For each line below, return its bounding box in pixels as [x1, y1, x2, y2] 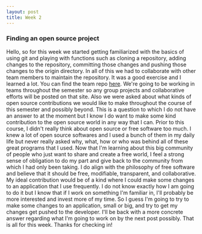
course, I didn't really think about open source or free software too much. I [6, 125, 192, 132]
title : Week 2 [6, 14, 42, 21]
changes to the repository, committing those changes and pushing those [6, 61, 187, 68]
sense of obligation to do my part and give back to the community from [6, 157, 183, 164]
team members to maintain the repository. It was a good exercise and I [6, 74, 181, 81]
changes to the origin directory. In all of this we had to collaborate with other [6, 67, 196, 74]
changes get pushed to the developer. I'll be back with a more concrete [6, 208, 184, 215]
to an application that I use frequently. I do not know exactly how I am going [6, 182, 195, 190]
